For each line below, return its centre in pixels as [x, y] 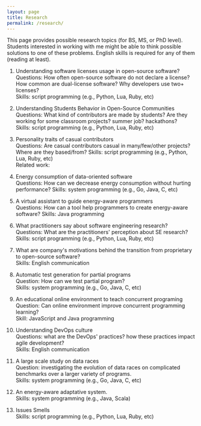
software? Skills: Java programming [60, 214]
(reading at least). [29, 59]
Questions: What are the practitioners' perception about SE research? [102, 232]
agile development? [40, 343]
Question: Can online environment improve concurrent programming [100, 306]
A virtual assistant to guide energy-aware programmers [84, 201]
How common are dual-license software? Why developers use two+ [100, 84]
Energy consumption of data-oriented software [74, 177]
